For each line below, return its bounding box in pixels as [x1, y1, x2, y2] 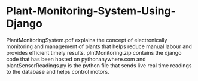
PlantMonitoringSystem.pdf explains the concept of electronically [6, 36, 167, 43]
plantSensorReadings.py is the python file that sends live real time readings [6, 61, 192, 69]
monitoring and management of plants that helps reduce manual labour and [6, 43, 193, 50]
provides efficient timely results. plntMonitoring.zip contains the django [6, 49, 182, 56]
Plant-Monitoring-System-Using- [6, 4, 176, 18]
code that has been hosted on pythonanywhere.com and [6, 55, 146, 63]
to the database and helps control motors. [6, 68, 109, 75]
